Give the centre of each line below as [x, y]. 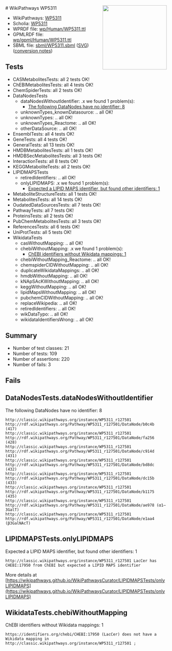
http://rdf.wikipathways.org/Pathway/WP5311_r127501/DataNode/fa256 [80, 438]
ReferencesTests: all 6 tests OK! [46, 227]
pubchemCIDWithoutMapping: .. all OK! [62, 297]
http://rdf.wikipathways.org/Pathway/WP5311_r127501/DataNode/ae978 [80, 505]
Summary [21, 336]
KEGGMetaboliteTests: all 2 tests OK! [51, 166]
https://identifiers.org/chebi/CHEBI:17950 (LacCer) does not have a [81, 635]
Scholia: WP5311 [30, 23]
